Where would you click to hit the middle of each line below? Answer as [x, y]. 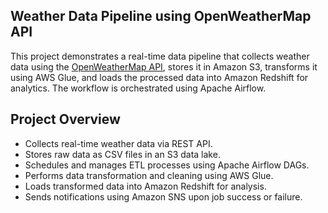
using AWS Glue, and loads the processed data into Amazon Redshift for [159, 77]
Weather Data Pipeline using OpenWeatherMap [161, 16]
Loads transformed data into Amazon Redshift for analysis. [145, 186]
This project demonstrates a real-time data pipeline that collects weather [160, 56]
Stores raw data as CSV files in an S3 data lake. [122, 154]
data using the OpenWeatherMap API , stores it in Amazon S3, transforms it [164, 66]
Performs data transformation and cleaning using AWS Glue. [149, 175]
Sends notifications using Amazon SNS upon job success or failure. [163, 196]
